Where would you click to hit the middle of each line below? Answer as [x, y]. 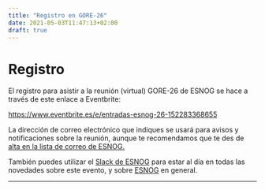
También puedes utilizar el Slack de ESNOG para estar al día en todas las [127, 162]
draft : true [28, 30]
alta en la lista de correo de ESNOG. [66, 147]
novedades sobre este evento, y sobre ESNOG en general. [103, 170]
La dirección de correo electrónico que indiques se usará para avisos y [123, 130]
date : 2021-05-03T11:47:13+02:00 [63, 23]
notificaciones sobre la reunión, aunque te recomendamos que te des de [126, 138]
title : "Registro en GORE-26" [58, 15]
